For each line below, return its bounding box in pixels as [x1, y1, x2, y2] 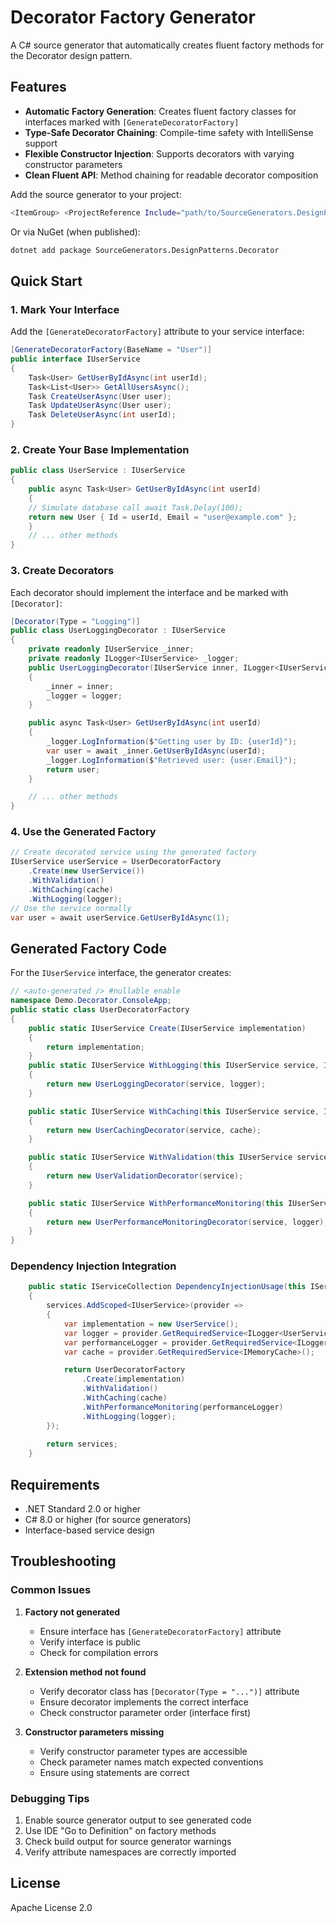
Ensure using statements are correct [39, 1766, 190, 1778]
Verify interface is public [39, 1636, 142, 1648]
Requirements [10, 1476, 100, 1493]
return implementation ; [46, 1042, 145, 1052]
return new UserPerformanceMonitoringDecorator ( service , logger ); [46, 1217, 329, 1227]
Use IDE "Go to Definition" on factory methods [24, 1824, 217, 1836]
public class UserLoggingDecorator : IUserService [10, 626, 226, 636]
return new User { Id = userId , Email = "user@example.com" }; [28, 512, 298, 522]
